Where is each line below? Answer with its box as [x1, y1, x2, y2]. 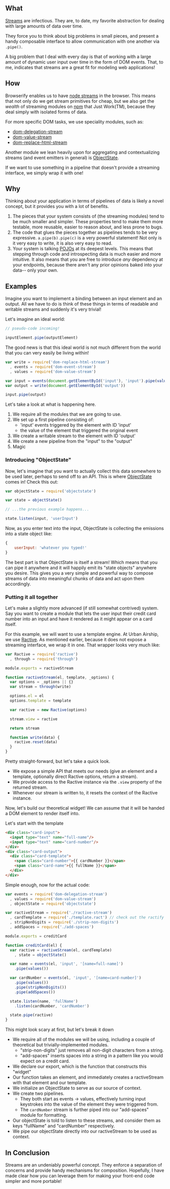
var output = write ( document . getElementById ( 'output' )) [5, 383, 125, 388]
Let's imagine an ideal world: [5, 316, 65, 322]
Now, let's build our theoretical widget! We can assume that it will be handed [5, 805, 165, 811]
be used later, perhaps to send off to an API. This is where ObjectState [5, 473, 152, 480]
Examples [5, 282, 37, 290]
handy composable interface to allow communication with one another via [5, 38, 160, 44]
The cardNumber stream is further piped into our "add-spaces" [20, 1107, 149, 1113]
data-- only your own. [12, 267, 58, 274]
